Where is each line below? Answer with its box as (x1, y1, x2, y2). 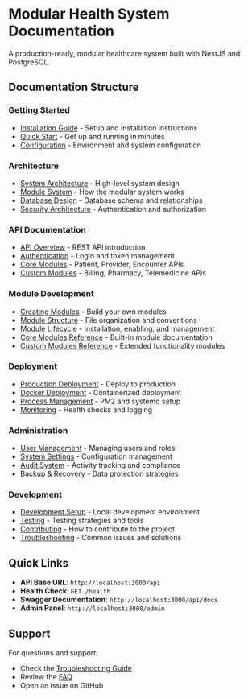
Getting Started (8, 105, 70, 116)
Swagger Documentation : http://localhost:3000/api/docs (19, 595, 218, 605)
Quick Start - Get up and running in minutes (19, 131, 165, 141)
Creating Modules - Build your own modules (19, 307, 167, 316)
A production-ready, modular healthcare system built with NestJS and (8, 48, 241, 58)
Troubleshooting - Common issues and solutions (19, 533, 182, 543)
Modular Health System (8, 5, 170, 23)
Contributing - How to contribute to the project (19, 524, 176, 534)
